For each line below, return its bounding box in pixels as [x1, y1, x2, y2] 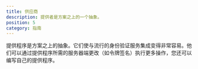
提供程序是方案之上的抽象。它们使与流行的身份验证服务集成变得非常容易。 [6, 42, 187, 49]
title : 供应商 [6, 8, 38, 15]
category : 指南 [6, 25, 42, 31]
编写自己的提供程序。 [6, 57, 58, 64]
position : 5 [6, 19, 35, 25]
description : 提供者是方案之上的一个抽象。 [6, 14, 102, 20]
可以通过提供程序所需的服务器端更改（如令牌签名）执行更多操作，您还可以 [11, 50, 192, 57]
